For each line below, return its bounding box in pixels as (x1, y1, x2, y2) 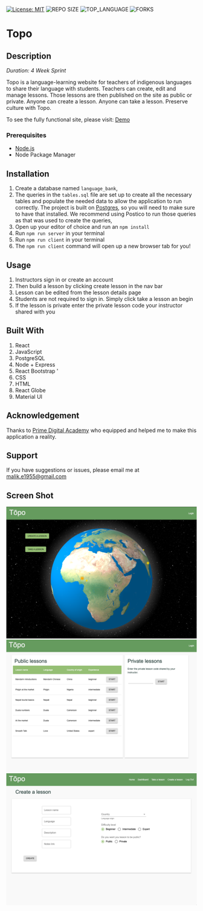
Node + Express (14, 361, 56, 368)
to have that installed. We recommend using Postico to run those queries (14, 210, 196, 217)
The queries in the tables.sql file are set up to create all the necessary (14, 191, 192, 199)
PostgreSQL (14, 354, 45, 362)
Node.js (14, 145, 35, 152)
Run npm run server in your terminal (14, 230, 105, 237)
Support (6, 450, 38, 460)
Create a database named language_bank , (14, 185, 118, 192)
